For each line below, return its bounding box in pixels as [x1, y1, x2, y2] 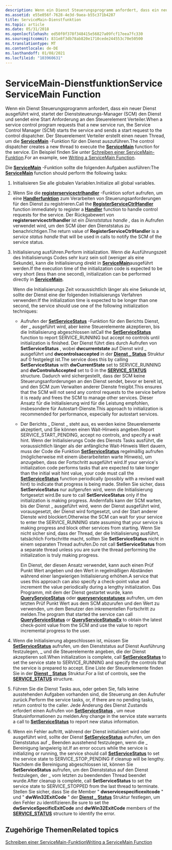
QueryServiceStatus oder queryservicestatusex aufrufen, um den [20, 595, 163, 601]
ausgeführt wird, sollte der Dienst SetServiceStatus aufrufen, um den [12, 734, 160, 740]
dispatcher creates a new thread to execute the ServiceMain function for [5, 143, 160, 150]
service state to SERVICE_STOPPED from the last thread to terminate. [12, 783, 159, 789]
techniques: [12, 308, 38, 314]
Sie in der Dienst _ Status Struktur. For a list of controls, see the [12, 671, 146, 677]
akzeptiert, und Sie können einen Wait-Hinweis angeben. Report [20, 426, 155, 432]
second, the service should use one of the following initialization [12, 303, 148, 309]
